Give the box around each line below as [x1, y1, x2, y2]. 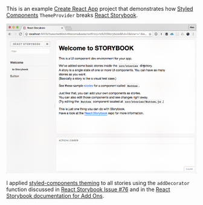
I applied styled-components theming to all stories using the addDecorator [6, 180, 190, 187]
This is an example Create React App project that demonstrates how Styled [6, 5, 193, 12]
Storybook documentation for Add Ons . [6, 192, 105, 200]
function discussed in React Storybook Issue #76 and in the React [6, 186, 170, 193]
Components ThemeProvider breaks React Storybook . [6, 11, 138, 19]
